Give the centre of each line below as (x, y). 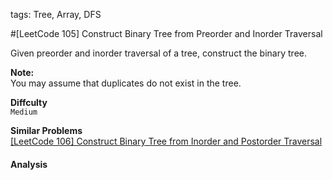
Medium (24, 112)
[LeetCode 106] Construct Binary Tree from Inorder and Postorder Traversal (166, 141)
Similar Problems (46, 130)
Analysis (29, 164)
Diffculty (29, 102)
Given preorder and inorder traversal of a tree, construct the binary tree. (158, 53)
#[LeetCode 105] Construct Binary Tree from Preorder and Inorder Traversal (166, 33)
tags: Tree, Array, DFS (56, 14)
